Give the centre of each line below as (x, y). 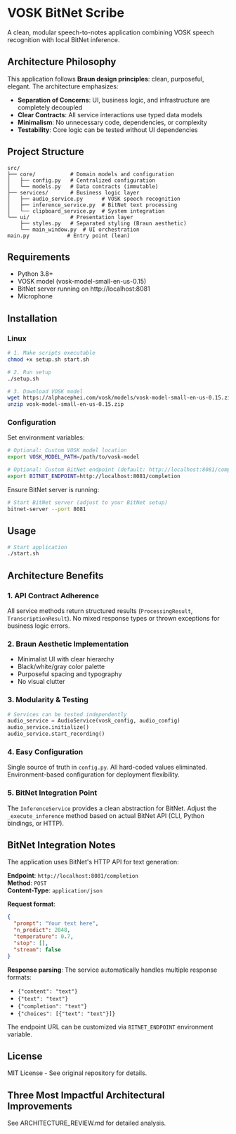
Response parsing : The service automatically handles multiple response (112, 970)
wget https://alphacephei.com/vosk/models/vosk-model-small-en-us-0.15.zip (120, 398)
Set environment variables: (46, 437)
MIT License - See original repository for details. (77, 1073)
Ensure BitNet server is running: (53, 489)
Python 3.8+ (35, 274)
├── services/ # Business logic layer (73, 192)
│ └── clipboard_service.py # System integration (86, 211)
